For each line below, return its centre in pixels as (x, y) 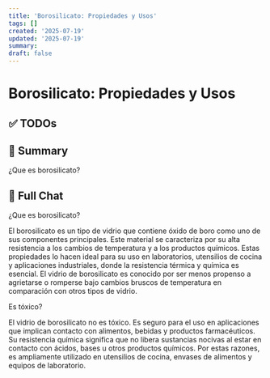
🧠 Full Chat (36, 195)
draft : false (30, 53)
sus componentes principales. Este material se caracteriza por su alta (124, 240)
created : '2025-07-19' (46, 31)
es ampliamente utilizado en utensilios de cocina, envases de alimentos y (130, 357)
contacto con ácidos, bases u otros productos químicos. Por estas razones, (134, 348)
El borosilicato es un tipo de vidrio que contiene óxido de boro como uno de (135, 231)
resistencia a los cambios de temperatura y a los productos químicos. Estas (134, 248)
